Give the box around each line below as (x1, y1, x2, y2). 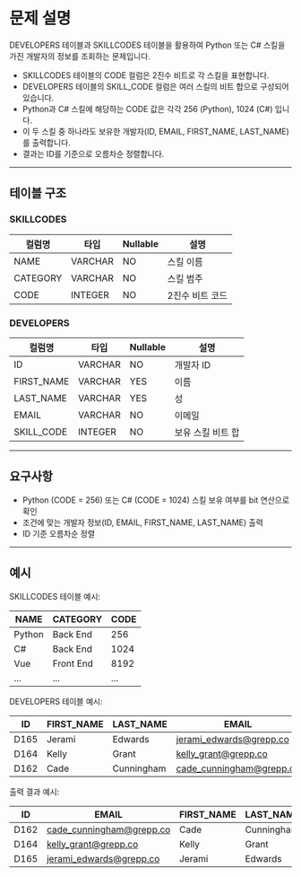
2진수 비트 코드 (167, 289, 228, 302)
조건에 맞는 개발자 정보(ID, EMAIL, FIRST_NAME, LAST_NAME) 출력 (21, 517, 264, 528)
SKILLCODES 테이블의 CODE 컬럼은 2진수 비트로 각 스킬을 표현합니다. (21, 69, 270, 81)
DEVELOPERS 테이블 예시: (9, 696, 103, 706)
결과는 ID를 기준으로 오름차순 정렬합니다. (21, 148, 165, 159)
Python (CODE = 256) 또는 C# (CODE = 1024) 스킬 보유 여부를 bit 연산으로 (21, 495, 289, 505)
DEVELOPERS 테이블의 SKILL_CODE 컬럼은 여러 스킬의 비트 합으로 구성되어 (21, 81, 289, 92)
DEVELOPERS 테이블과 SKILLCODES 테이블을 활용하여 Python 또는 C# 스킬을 (9, 39, 286, 50)
